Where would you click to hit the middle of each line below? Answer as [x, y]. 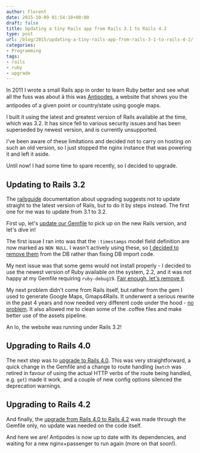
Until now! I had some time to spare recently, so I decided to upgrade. [92, 166]
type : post [20, 34]
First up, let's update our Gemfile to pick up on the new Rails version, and [96, 224]
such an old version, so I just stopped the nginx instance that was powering [99, 148]
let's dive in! [21, 230]
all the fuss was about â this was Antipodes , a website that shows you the [97, 97]
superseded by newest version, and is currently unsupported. [82, 130]
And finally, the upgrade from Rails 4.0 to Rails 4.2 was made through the [96, 419]
